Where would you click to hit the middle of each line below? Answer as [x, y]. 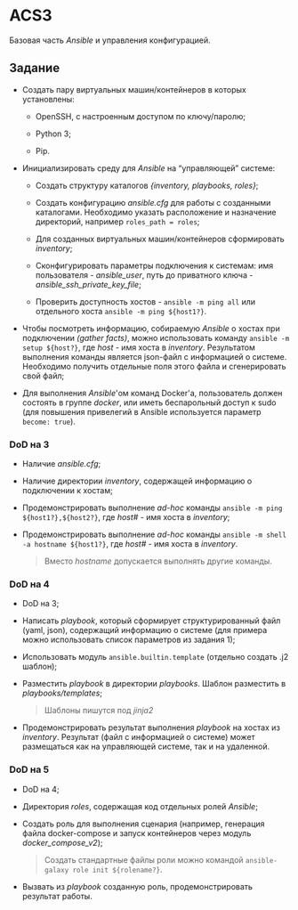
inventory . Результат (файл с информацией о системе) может [138, 737]
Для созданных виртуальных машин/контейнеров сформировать [160, 239]
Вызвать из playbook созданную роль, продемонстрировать [137, 886]
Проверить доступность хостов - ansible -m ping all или [145, 301]
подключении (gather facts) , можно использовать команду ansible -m [156, 337]
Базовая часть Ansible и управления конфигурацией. [110, 40]
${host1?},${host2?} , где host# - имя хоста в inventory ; [126, 517]
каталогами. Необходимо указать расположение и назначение [156, 212]
